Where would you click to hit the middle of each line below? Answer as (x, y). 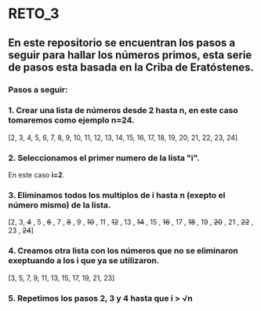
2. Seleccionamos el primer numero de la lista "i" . (104, 158)
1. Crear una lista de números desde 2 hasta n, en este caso (123, 111)
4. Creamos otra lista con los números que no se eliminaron (123, 251)
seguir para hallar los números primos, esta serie (130, 55)
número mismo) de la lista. (60, 205)
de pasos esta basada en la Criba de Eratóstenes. (131, 67)
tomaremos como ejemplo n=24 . (71, 120)
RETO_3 (34, 14)
